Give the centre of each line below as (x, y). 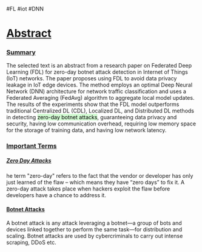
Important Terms (32, 146)
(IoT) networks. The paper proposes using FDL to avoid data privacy (92, 79)
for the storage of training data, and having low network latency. (86, 130)
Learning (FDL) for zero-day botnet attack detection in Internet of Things (97, 72)
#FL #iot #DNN (25, 9)
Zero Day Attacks (29, 160)
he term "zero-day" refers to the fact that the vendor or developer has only (100, 176)
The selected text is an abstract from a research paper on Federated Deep (99, 66)
